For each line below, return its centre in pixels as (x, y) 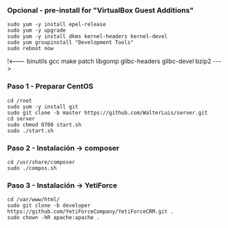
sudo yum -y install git (43, 106)
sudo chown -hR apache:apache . (53, 218)
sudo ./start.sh (30, 130)
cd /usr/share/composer (41, 162)
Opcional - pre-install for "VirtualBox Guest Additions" (101, 10)
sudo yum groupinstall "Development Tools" (71, 43)
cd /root (20, 101)
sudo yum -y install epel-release (57, 25)
